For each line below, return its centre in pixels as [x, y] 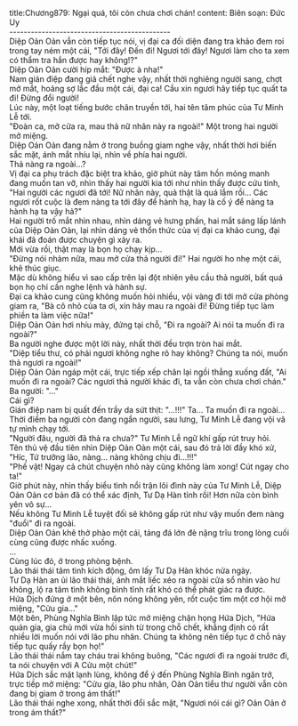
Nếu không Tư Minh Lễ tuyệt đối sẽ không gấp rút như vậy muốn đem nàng [147, 514]
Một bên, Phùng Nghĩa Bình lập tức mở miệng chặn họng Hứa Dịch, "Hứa [142, 618]
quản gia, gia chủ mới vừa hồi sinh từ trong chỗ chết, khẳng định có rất [139, 627]
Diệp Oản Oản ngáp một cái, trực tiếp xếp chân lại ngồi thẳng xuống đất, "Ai [148, 372]
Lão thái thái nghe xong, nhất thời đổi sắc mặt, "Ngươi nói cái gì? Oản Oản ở [148, 703]
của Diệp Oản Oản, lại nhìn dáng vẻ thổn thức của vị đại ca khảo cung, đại [145, 230]
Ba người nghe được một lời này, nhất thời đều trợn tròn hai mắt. [126, 343]
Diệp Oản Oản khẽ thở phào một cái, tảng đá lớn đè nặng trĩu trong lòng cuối [149, 532]
